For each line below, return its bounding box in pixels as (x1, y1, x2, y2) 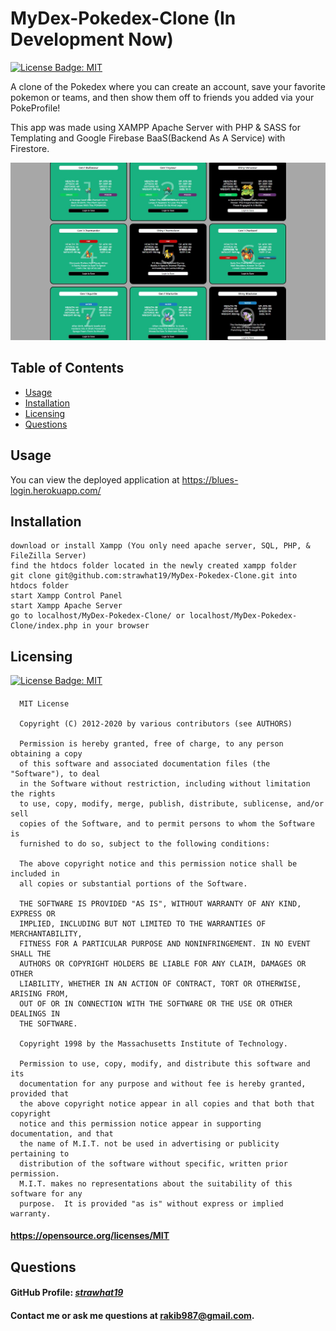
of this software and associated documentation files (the (19, 758, 271, 769)
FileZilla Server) (10, 551, 87, 561)
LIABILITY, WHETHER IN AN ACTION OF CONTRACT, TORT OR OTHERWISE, (19, 978, 302, 989)
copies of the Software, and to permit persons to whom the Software (19, 818, 315, 829)
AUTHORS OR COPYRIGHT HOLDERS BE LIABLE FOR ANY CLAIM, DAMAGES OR (19, 958, 307, 969)
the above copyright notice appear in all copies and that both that (19, 1098, 315, 1109)
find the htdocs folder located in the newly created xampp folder (10, 561, 298, 571)
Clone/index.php (10, 621, 78, 631)
